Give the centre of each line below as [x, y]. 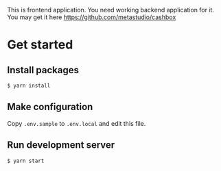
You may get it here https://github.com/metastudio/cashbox [92, 17]
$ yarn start [26, 161]
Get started [40, 45]
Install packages [43, 70]
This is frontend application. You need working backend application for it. [111, 10]
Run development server [61, 145]
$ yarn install [29, 85]
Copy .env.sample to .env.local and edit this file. [77, 123]
